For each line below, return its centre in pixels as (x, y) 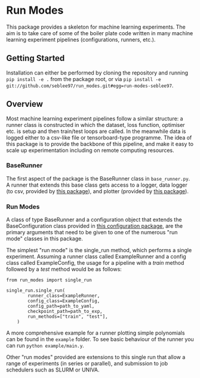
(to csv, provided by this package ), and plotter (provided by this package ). (98, 191)
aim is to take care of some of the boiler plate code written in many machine (100, 33)
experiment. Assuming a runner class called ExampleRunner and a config (96, 256)
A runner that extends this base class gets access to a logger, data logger (97, 185)
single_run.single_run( (36, 291)
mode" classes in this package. (45, 238)
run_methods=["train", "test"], (68, 317)
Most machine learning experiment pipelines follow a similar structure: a (95, 118)
